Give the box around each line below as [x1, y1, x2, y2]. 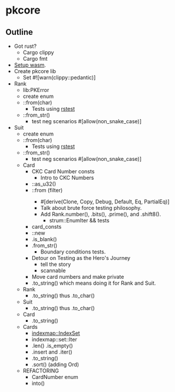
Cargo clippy [22, 49, 54, 56]
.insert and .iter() [31, 348, 72, 355]
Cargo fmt [22, 55, 48, 62]
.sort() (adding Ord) [31, 361, 80, 368]
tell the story [40, 261, 71, 268]
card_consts [31, 223, 62, 230]
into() [31, 380, 45, 387]
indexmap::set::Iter [31, 336, 77, 342]
